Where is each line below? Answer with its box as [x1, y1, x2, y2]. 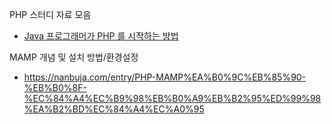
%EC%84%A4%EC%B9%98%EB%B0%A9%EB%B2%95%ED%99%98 [23, 93, 322, 104]
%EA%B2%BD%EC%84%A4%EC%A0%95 [23, 103, 205, 115]
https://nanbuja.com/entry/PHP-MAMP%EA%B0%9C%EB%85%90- [23, 71, 307, 83]
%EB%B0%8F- [23, 82, 87, 93]
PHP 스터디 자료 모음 [9, 9, 92, 20]
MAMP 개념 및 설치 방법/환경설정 [9, 51, 139, 63]
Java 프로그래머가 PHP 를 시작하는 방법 [23, 30, 179, 42]
